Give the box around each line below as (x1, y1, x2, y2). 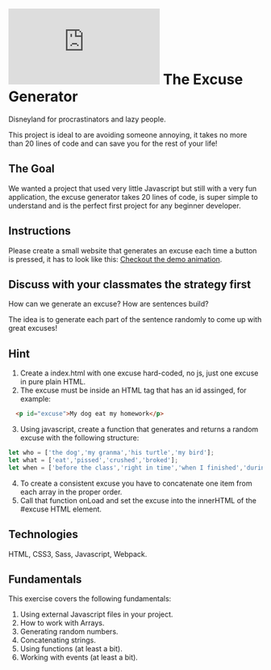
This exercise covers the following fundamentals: (8, 594, 172, 604)
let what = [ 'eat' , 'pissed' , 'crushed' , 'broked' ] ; (8, 456, 179, 464)
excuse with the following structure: (19, 433, 140, 443)
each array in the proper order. (19, 486, 123, 497)
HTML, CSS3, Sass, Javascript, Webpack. (8, 549, 148, 558)
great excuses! (8, 324, 58, 333)
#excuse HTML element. (19, 504, 102, 514)
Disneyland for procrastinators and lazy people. (8, 114, 167, 124)
